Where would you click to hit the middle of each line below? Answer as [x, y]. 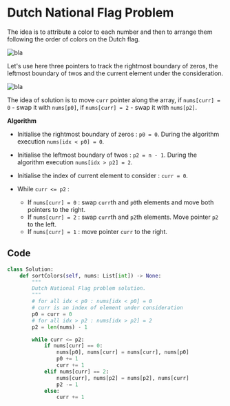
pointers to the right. [56, 209]
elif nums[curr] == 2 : [76, 371]
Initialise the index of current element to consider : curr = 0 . [102, 175]
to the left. [42, 224]
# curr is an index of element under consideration [108, 308]
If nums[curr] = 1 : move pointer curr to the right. [97, 231]
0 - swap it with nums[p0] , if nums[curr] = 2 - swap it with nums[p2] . [102, 107]
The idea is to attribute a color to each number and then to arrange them [110, 32]
